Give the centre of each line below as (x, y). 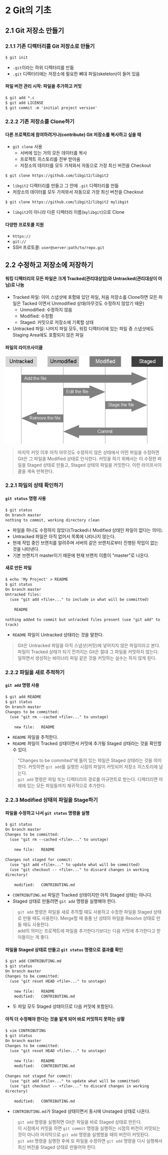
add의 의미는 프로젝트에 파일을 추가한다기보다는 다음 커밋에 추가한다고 (86, 931)
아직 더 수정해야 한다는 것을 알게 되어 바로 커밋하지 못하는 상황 (65, 1019)
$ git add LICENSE (24, 103)
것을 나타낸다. (26, 549)
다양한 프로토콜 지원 (25, 224)
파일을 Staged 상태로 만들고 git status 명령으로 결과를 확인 (64, 949)
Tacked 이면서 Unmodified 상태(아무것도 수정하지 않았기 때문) (83, 303)
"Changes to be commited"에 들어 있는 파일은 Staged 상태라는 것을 (85, 760)
